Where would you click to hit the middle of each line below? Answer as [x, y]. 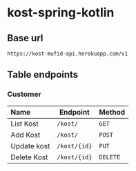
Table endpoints [43, 75]
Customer [24, 94]
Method [112, 112]
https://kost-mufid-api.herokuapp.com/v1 [68, 54]
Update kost [30, 146]
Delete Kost [29, 157]
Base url [25, 38]
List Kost [25, 124]
